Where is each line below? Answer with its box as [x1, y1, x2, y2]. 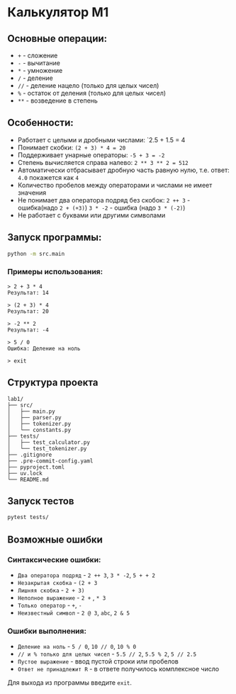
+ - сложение [17, 51, 58, 59]
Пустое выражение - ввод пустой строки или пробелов [17, 657, 179, 666]
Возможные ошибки [7, 533, 103, 545]
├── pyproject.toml [7, 463, 65, 471]
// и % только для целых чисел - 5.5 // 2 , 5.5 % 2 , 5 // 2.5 [17, 649, 197, 659]
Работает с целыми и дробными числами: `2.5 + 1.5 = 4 [17, 135, 186, 144]
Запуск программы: [7, 232, 102, 244]
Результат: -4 [7, 326, 50, 334]
